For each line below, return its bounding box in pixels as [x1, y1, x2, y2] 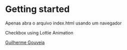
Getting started [5, 3, 70, 15]
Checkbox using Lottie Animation [5, 29, 73, 35]
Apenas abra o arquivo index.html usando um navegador [5, 20, 122, 26]
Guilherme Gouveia [5, 39, 45, 45]
